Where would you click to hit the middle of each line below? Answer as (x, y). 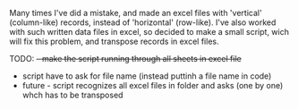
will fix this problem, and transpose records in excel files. (114, 41)
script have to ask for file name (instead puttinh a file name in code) (147, 76)
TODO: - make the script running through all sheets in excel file (125, 59)
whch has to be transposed (72, 95)
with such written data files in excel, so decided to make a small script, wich (149, 32)
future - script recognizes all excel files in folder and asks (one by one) (153, 85)
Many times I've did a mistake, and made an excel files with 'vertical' (136, 13)
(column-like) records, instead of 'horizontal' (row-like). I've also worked (143, 22)
